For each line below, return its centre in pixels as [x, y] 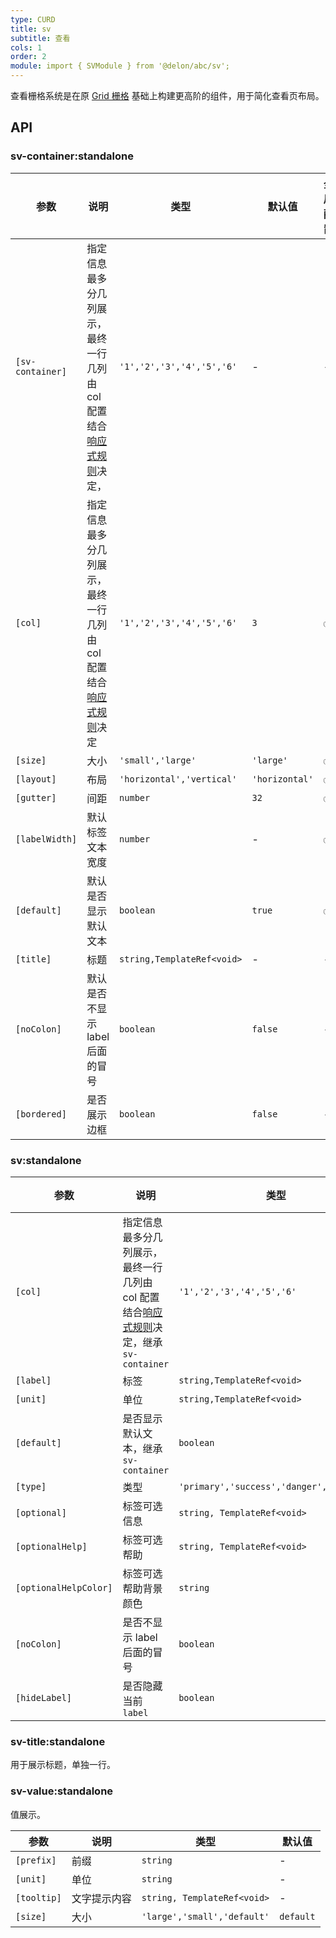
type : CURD [33, 19]
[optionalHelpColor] [64, 1587]
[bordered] [41, 1114]
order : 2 [28, 57]
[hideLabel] [44, 1697]
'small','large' [158, 760]
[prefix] [36, 1860]
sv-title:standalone [58, 1741]
